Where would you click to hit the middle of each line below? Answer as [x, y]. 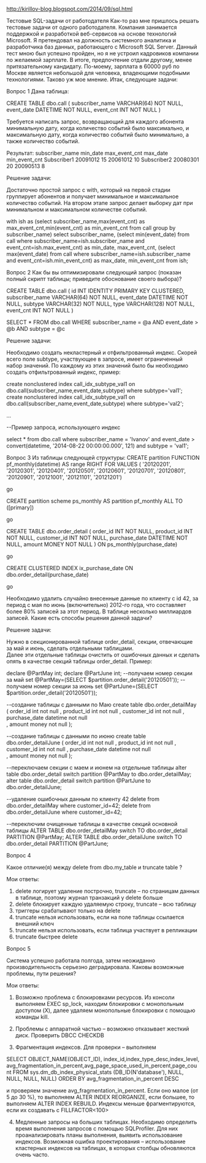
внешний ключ [34, 924]
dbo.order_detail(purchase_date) [48, 574]
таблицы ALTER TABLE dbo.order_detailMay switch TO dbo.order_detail [97, 830]
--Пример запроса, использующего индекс [63, 427]
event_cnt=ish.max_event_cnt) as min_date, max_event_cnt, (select [91, 247]
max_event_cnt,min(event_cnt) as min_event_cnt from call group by [91, 228]
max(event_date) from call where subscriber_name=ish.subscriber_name [99, 254]
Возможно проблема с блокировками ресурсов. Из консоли [95, 997]
